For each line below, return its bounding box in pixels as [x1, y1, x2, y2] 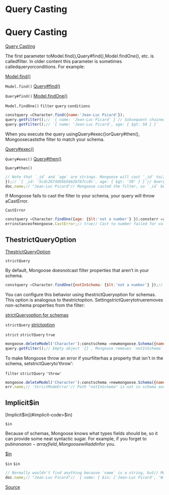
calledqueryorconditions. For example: [5, 64, 85, 70]
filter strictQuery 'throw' [5, 371, 62, 376]
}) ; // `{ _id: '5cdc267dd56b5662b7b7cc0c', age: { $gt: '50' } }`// [5, 179, 152, 184]
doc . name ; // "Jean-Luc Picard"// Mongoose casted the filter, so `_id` [5, 184, 158, 189]
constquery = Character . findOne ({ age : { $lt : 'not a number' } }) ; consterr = [5, 217, 163, 222]
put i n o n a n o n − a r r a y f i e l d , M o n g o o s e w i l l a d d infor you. [5, 441, 116, 447]
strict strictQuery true [5, 332, 55, 337]
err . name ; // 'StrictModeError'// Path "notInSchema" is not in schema [5, 384, 156, 390]
